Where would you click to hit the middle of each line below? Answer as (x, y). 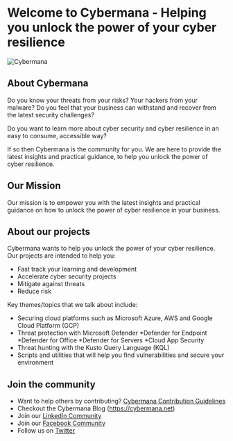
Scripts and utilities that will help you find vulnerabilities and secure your (121, 355)
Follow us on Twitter (46, 431)
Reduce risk (34, 291)
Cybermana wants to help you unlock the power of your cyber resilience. (111, 249)
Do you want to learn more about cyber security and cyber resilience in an (113, 128)
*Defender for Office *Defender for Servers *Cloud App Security (111, 340)
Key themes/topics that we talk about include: (72, 305)
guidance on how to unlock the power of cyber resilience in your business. (114, 210)
